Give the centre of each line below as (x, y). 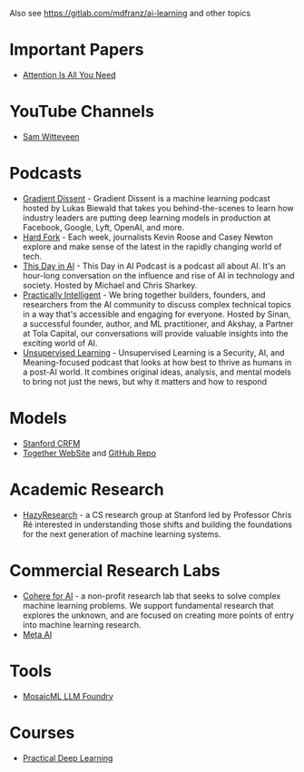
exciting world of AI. (60, 343)
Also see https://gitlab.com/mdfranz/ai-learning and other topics (130, 13)
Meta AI (37, 634)
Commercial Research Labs (115, 570)
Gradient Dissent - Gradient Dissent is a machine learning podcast (146, 198)
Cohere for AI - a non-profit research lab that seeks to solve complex (152, 596)
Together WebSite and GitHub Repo (89, 453)
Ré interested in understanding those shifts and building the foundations (157, 524)
